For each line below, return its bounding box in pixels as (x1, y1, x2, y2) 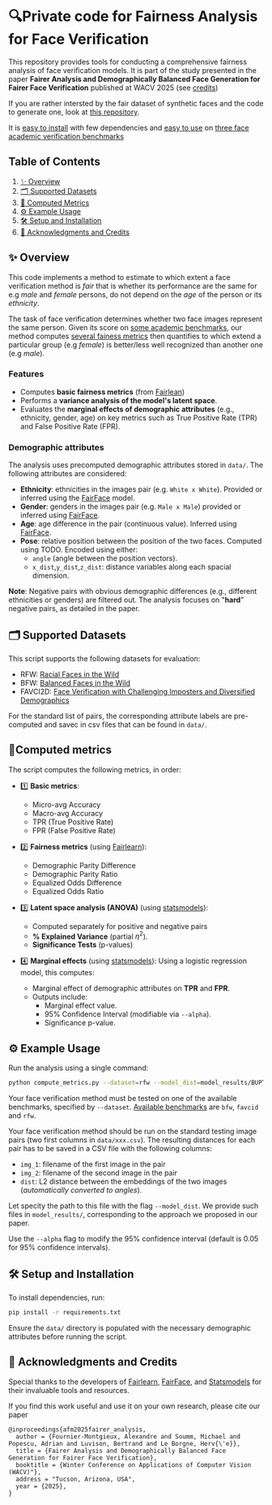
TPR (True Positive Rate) (32, 817, 114, 827)
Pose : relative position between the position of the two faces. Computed (19, 536, 262, 546)
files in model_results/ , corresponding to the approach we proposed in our (8, 1210, 257, 1219)
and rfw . (8, 1111, 36, 1120)
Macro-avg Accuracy (32, 808, 104, 818)
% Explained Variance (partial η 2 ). (32, 930, 148, 941)
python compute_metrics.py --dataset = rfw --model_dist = (8, 1079, 201, 1087)
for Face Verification (8, 30, 150, 49)
